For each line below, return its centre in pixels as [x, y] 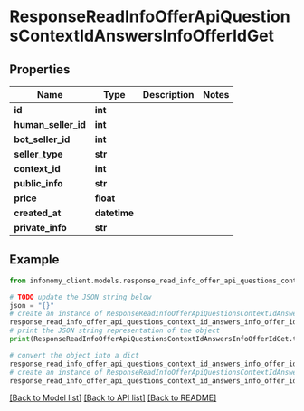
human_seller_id [50, 124]
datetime [114, 213]
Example [34, 260]
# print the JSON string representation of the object [115, 331]
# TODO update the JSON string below [81, 297]
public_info [38, 183]
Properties [40, 69]
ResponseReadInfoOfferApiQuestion [150, 17]
